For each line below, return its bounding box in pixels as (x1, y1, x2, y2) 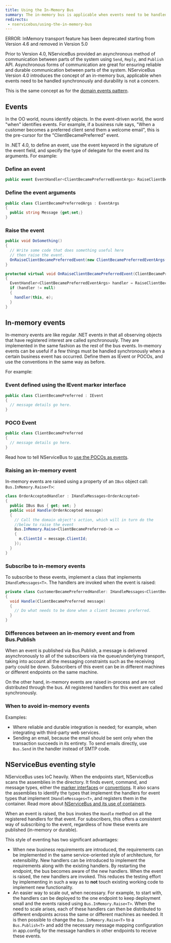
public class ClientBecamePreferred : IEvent (5, 393, 103, 398)
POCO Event (5, 419, 37, 426)
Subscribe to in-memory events (5, 563, 85, 570)
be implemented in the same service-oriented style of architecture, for (12, 852, 160, 858)
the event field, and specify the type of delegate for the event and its (5, 148, 149, 154)
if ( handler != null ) (10, 285, 56, 290)
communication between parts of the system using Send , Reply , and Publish (5, 56, 164, 63)
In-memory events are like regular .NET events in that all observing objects (5, 332, 162, 338)
